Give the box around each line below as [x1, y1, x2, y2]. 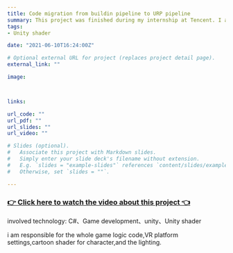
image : [7, 73, 26, 80]
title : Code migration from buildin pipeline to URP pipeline [7, 10, 191, 17]
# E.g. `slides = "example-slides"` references [7, 162, 154, 168]
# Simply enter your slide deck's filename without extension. [7, 155, 200, 162]
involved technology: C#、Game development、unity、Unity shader [7, 216, 202, 225]
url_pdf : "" [7, 117, 42, 124]
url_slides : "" [7, 123, 51, 130]
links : [7, 98, 26, 105]
